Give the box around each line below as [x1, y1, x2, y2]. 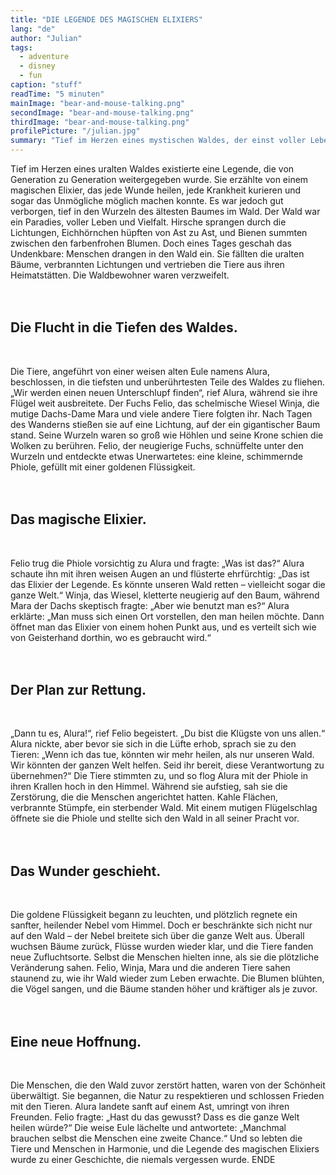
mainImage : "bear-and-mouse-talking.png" [10, 98, 186, 108]
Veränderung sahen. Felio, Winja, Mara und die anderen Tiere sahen [10, 962, 291, 974]
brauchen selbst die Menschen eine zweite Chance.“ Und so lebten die [10, 1132, 303, 1145]
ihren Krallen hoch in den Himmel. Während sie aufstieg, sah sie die [10, 781, 288, 793]
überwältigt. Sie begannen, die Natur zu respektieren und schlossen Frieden [10, 1090, 325, 1102]
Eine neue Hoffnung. [10, 1033, 142, 1050]
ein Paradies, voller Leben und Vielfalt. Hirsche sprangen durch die [10, 216, 287, 228]
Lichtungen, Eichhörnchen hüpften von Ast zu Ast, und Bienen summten [10, 227, 308, 238]
